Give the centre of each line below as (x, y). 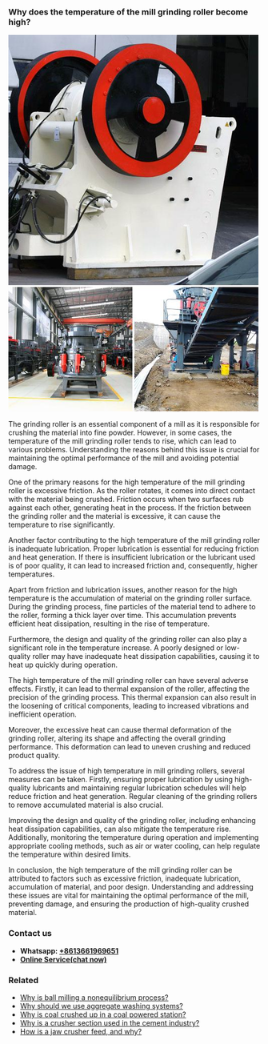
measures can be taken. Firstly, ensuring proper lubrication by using (121, 780)
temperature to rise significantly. (62, 525)
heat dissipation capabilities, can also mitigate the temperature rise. (120, 829)
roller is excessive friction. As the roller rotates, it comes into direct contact (132, 491)
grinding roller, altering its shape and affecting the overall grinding (117, 738)
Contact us (30, 934)
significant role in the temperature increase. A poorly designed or (116, 648)
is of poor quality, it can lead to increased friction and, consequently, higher (133, 566)
